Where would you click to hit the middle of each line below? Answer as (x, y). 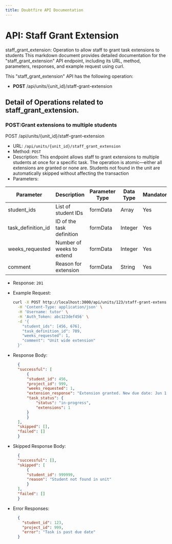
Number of (69, 243)
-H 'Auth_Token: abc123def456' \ (53, 317)
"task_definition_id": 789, (52, 331)
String (128, 267)
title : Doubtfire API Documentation (44, 10)
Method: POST (27, 152)
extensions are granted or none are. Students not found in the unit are (86, 168)
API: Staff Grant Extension (62, 35)
